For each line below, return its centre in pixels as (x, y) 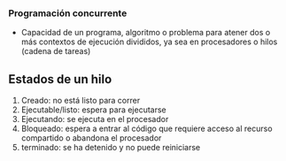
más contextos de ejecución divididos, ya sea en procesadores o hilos (149, 42)
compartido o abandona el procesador (91, 138)
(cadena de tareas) (56, 51)
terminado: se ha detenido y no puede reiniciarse (111, 148)
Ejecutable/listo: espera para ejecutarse (94, 110)
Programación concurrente (68, 13)
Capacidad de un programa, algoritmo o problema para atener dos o (146, 33)
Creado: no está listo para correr (81, 101)
